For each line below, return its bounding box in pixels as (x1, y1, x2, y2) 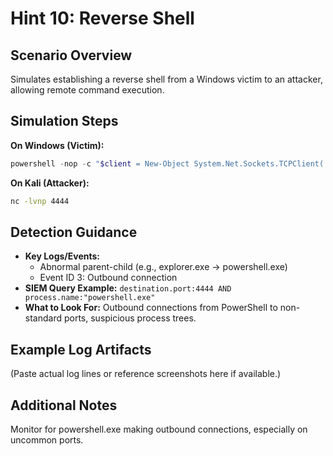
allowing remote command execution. (10, 84, 165, 96)
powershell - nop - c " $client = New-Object (10, 158, 190, 169)
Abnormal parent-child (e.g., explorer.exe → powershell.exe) (39, 261, 288, 273)
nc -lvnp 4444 (10, 196, 70, 206)
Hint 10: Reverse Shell (10, 7, 195, 30)
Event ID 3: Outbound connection (39, 272, 178, 284)
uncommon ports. (10, 434, 84, 446)
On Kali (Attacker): (10, 177, 90, 189)
